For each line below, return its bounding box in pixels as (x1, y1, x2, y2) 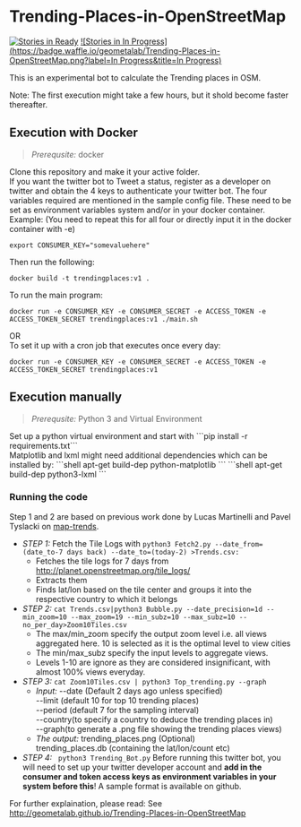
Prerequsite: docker (30, 149, 105, 159)
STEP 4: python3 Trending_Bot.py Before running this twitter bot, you (21, 752, 282, 762)
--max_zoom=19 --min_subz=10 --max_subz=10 (70, 612, 236, 622)
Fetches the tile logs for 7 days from (35, 556, 169, 566)
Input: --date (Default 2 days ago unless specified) (35, 685, 223, 696)
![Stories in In (80, 36, 130, 47)
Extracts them (35, 574, 88, 585)
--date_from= (214, 539, 263, 548)
